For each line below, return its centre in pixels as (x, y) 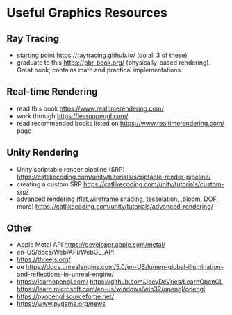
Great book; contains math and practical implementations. (99, 70)
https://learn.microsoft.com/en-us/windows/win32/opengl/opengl (111, 289)
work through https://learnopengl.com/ (72, 115)
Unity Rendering (43, 153)
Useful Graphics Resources (87, 13)
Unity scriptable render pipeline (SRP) (71, 169)
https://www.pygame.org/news (61, 304)
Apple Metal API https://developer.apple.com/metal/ (91, 245)
